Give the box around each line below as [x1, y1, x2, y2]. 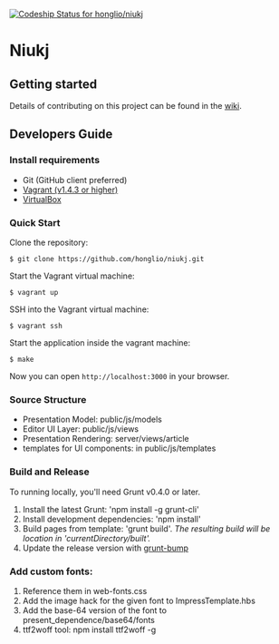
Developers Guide [9, 127, 113, 142]
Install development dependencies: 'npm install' [22, 513, 201, 524]
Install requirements [9, 154, 101, 167]
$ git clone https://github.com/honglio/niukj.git [9, 254, 205, 263]
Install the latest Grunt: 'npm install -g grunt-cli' [22, 503, 199, 514]
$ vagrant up [9, 288, 59, 297]
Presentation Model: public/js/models [22, 414, 163, 425]
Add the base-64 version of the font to [22, 604, 168, 616]
